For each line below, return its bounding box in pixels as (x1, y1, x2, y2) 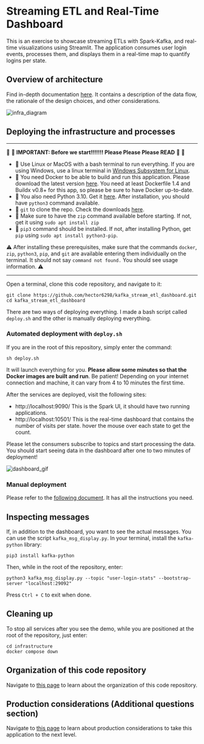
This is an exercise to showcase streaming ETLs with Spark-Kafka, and (6, 37, 184, 44)
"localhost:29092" (25, 580, 72, 586)
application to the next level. (6, 731, 77, 739)
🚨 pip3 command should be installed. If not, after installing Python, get (15, 225, 191, 232)
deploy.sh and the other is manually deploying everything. (6, 314, 152, 322)
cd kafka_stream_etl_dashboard (6, 297, 86, 303)
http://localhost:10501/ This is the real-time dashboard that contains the (15, 416, 194, 423)
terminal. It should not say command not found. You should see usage (6, 256, 178, 263)
